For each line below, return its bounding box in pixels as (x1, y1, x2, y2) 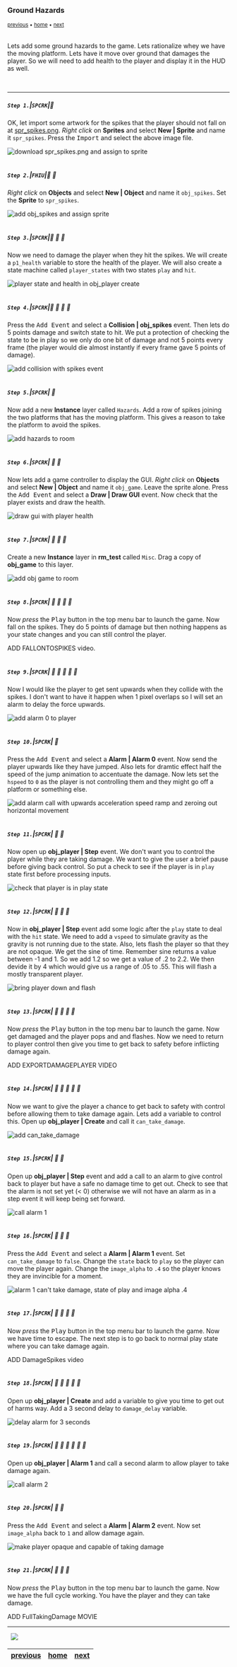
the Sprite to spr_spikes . (7, 196, 80, 204)
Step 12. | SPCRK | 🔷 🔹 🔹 (7, 906, 71, 916)
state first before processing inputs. (7, 870, 111, 878)
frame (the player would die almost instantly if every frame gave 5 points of (7, 343, 226, 352)
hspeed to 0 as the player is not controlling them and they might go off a (7, 777, 214, 785)
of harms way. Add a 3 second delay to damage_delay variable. (7, 1404, 188, 1412)
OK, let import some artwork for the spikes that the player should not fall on (7, 119, 226, 127)
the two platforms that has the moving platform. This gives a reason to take (7, 413, 226, 422)
